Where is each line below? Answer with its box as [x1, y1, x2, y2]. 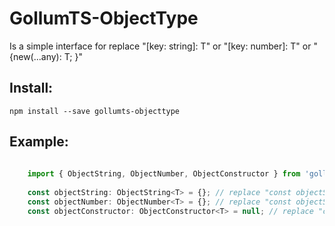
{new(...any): [9, 50, 62, 62]
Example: [9, 133, 69, 151]
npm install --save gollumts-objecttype [9, 106, 181, 116]
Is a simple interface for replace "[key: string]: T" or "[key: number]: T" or [9, 40, 312, 52]
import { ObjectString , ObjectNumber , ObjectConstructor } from [27, 169, 301, 179]
